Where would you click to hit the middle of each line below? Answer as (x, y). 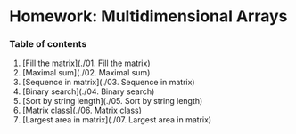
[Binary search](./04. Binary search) (88, 91)
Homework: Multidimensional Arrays (148, 16)
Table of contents (48, 44)
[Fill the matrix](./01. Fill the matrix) (86, 63)
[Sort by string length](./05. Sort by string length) (112, 101)
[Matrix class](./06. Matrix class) (82, 110)
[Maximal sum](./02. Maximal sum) (86, 73)
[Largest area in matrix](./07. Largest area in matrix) (117, 120)
